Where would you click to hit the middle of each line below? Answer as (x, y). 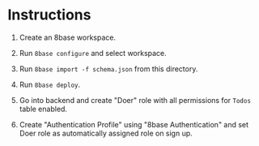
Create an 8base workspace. (68, 37)
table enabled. (43, 109)
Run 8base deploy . (50, 84)
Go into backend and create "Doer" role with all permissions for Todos (135, 100)
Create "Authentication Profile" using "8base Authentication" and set (134, 124)
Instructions (49, 15)
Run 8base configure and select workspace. (93, 53)
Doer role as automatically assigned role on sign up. (106, 133)
